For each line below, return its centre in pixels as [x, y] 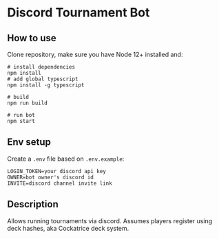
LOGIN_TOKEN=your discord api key [57, 171]
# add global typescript [43, 79]
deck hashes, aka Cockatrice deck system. [68, 228]
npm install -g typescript [46, 85]
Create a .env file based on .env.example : [66, 159]
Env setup [29, 142]
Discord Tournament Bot [79, 13]
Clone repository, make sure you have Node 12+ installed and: [95, 54]
